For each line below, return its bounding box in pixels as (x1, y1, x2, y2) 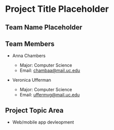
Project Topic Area (5, 106, 63, 114)
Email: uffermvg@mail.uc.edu (19, 92, 80, 98)
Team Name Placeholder (5, 23, 83, 32)
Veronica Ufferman (12, 77, 51, 83)
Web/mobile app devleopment (12, 119, 74, 125)
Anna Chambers (12, 53, 46, 59)
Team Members (5, 39, 55, 48)
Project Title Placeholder (5, 3, 109, 15)
